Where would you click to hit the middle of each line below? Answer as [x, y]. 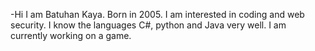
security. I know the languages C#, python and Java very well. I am [148, 25]
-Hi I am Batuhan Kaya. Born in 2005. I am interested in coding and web [157, 14]
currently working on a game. [71, 35]
